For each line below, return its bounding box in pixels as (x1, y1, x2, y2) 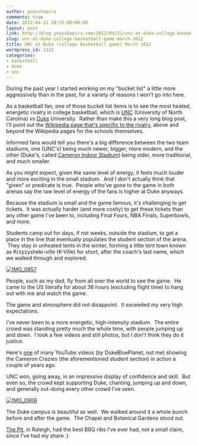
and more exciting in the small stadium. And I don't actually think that (6, 175, 175, 182)
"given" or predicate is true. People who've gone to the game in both (6, 182, 175, 189)
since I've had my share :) (6, 432, 69, 439)
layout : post (6, 25, 38, 31)
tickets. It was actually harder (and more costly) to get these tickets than (6, 205, 183, 212)
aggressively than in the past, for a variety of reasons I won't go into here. (6, 91, 186, 98)
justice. (6, 338, 24, 345)
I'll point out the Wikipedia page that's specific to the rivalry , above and (6, 121, 179, 128)
